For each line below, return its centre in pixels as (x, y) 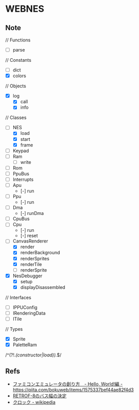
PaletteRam (25, 345)
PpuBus (21, 174)
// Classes (16, 117)
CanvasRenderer (30, 241)
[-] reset (29, 236)
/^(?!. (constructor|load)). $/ (33, 355)
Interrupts (23, 179)
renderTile (31, 264)
